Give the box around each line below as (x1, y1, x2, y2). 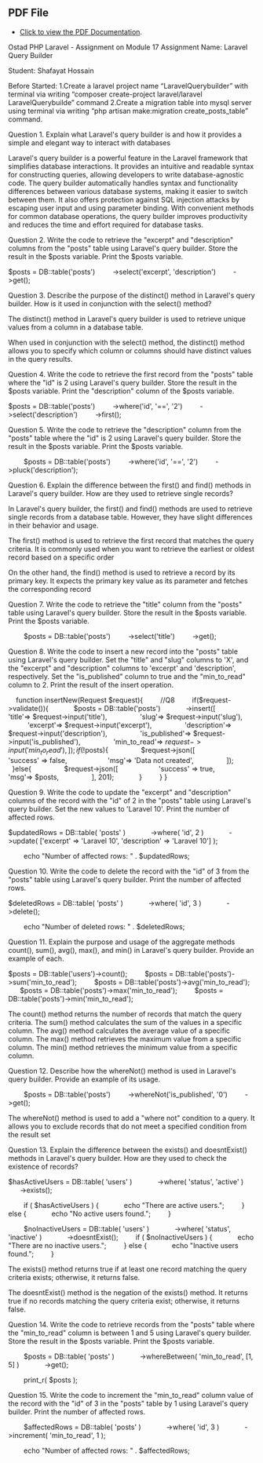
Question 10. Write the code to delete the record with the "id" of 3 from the (8, 866, 250, 876)
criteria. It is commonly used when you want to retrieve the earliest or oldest (8, 544, 255, 553)
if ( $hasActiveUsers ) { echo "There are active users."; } (23, 1200, 245, 1209)
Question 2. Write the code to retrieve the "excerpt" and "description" (8, 235, 234, 244)
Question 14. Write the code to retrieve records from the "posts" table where (8, 1319, 255, 1329)
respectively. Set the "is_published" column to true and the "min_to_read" (8, 671, 246, 681)
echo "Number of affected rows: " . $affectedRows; (23, 1446, 190, 1455)
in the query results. (8, 354, 73, 363)
